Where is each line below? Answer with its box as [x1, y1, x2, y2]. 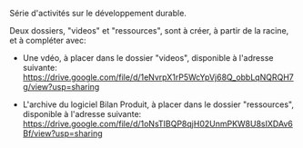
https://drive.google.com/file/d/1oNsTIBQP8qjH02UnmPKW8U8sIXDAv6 [22, 118, 293, 129]
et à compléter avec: [9, 35, 86, 45]
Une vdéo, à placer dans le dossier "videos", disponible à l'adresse [22, 53, 274, 63]
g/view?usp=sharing [22, 82, 100, 92]
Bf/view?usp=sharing [22, 128, 103, 139]
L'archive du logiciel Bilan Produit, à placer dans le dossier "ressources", [22, 99, 294, 110]
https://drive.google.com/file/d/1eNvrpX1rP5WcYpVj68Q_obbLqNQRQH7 [22, 72, 294, 83]
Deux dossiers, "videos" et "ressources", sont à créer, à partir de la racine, [9, 25, 289, 35]
